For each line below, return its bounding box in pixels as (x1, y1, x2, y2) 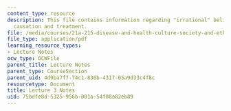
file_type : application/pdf (7, 36, 88, 43)
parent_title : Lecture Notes (7, 61, 91, 68)
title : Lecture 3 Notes (7, 87, 76, 94)
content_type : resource (7, 10, 76, 17)
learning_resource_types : (7, 42, 81, 49)
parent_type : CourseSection (7, 68, 88, 74)
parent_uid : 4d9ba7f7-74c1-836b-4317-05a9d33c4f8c (7, 74, 155, 81)
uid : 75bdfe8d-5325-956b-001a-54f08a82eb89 (7, 94, 134, 101)
